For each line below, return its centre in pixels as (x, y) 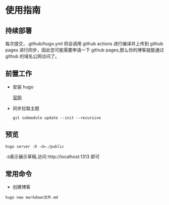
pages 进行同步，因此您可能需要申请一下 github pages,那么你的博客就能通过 (84, 50)
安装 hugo (23, 87)
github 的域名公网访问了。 (32, 56)
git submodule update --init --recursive (57, 118)
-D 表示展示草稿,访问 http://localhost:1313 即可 (52, 157)
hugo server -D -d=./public (35, 146)
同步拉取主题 (26, 108)
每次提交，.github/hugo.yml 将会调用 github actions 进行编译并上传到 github (84, 44)
